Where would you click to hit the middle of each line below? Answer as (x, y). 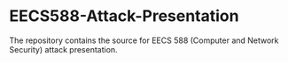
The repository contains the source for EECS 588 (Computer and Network (144, 40)
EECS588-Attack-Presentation (124, 16)
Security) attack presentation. (63, 49)
